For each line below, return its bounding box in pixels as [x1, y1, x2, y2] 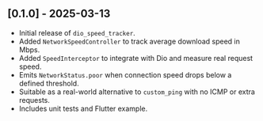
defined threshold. [18, 78, 80, 88]
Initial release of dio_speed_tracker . [18, 28, 135, 37]
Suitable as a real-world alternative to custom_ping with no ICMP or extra [18, 87, 255, 96]
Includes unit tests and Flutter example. [18, 104, 148, 113]
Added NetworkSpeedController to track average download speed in [18, 36, 241, 46]
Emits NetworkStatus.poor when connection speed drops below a [18, 70, 232, 79]
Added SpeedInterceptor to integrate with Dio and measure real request [18, 53, 253, 62]
